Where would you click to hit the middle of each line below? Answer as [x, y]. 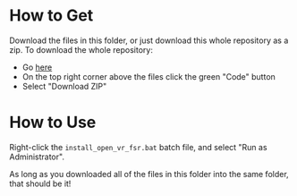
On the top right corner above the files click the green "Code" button [148, 76]
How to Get [51, 16]
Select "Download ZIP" [64, 86]
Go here [37, 67]
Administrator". [37, 157]
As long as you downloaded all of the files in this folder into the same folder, [149, 174]
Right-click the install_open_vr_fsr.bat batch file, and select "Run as [138, 147]
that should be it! [40, 183]
